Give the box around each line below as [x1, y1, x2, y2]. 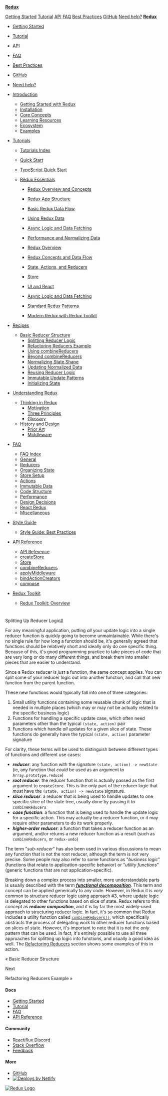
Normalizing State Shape [27, 359, 79, 364]
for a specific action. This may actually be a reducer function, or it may [12, 815, 158, 821]
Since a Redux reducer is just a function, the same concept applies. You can [5, 669, 162, 675]
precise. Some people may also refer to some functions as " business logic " [5, 857, 160, 863]
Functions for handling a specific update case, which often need [12, 715, 145, 721]
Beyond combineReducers [27, 353, 82, 359]
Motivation [27, 405, 49, 411]
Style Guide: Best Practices [19, 529, 76, 535]
